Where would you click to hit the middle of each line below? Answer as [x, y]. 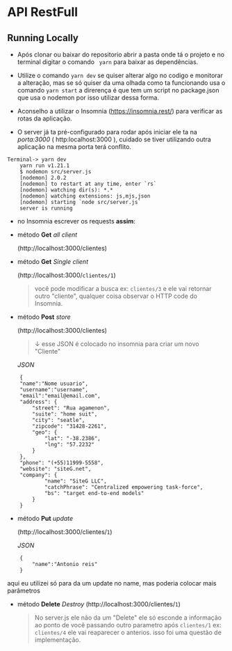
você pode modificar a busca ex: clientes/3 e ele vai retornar [123, 289]
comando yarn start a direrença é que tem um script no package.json [118, 90]
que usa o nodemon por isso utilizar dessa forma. [88, 97]
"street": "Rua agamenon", [71, 408]
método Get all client [47, 235]
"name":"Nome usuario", [54, 384]
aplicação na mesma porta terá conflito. [74, 147]
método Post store [44, 317]
